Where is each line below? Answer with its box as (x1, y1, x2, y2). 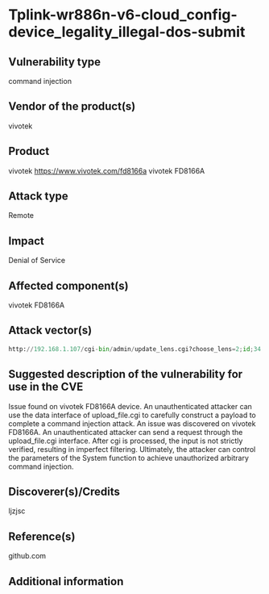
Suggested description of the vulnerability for (8, 367, 243, 381)
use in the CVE (8, 380, 84, 394)
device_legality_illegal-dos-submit (8, 23, 246, 41)
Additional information (8, 575, 124, 588)
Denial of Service (8, 256, 66, 266)
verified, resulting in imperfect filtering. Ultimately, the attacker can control (8, 444, 256, 454)
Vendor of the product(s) (8, 99, 136, 114)
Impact (8, 234, 44, 248)
